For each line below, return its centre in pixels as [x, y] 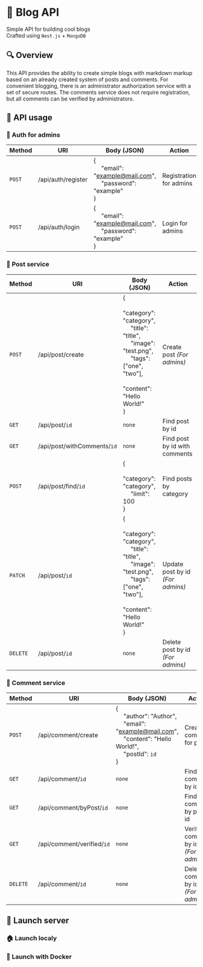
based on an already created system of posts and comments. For [87, 79]
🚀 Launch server [38, 921]
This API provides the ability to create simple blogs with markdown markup [99, 73]
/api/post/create [61, 355]
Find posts [177, 479]
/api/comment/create [68, 735]
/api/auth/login [59, 228]
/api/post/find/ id [62, 486]
